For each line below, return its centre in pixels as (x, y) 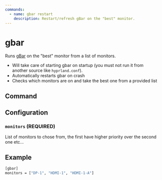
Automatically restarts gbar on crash (48, 76)
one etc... (15, 142)
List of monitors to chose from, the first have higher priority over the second (81, 137)
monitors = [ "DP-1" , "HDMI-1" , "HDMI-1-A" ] (50, 173)
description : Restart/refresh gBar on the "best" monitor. (74, 18)
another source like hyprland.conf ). (47, 70)
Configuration (27, 113)
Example (18, 157)
